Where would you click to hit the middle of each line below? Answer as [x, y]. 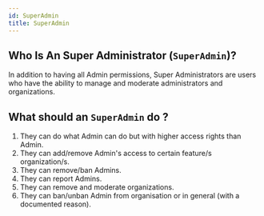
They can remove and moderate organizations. [97, 187]
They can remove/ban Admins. [70, 170]
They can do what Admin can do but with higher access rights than [130, 136]
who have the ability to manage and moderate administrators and [116, 83]
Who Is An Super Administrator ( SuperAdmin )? [123, 56]
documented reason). [56, 204]
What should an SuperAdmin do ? [88, 117]
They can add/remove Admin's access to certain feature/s [116, 154]
